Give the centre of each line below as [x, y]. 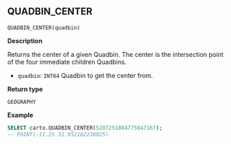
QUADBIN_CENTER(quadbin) [44, 27]
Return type [25, 89]
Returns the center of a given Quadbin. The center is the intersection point [115, 54]
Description [25, 41]
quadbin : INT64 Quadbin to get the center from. [85, 75]
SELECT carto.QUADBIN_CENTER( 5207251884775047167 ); [85, 128]
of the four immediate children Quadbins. [67, 62]
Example [20, 114]
